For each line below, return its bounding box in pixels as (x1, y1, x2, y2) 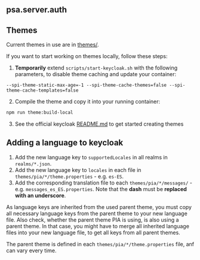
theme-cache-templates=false (6, 87, 79, 93)
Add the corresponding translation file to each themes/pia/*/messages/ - (14, 179, 193, 186)
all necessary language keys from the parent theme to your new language (6, 210, 188, 217)
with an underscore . (14, 192, 66, 199)
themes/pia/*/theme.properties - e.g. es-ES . (14, 173, 124, 180)
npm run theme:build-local (6, 110, 73, 116)
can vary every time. (6, 247, 57, 254)
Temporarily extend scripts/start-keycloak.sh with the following (14, 64, 178, 71)
